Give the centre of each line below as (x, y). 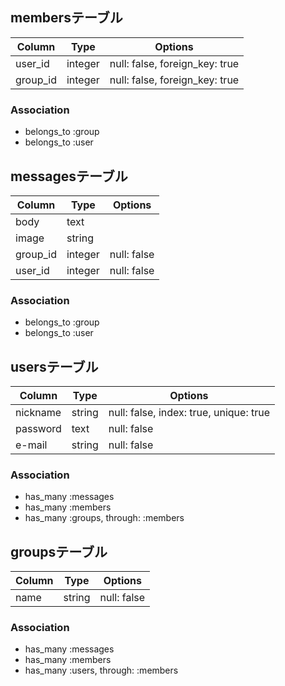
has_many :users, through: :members (101, 670)
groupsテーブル (59, 551)
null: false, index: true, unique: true (189, 413)
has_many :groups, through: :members (104, 518)
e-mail (31, 445)
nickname (38, 413)
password (38, 429)
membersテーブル (66, 18)
